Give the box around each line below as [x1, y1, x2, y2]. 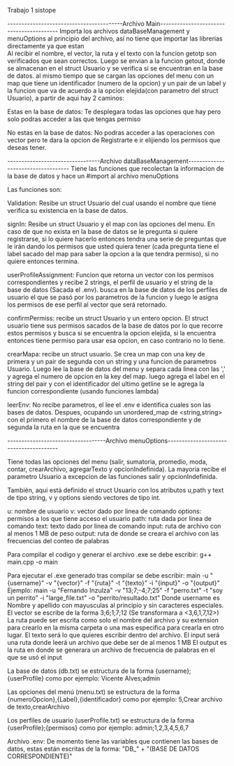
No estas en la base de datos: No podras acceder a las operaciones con [7, 129, 215, 137]
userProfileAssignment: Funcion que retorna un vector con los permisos [7, 271, 214, 279]
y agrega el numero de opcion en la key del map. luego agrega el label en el [7, 372, 226, 380]
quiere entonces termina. [7, 257, 80, 265]
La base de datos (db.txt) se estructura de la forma [7, 667, 154, 675]
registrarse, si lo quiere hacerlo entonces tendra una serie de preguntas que [7, 235, 227, 243]
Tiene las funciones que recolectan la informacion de [71, 165, 224, 172]
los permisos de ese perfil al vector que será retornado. [7, 300, 168, 309]
